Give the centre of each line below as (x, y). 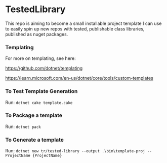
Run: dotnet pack (23, 126)
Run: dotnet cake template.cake (39, 102)
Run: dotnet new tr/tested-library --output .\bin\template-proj (75, 151)
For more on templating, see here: (40, 58)
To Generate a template (35, 140)
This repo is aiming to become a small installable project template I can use (83, 23)
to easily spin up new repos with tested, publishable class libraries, (75, 28)
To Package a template (34, 115)
